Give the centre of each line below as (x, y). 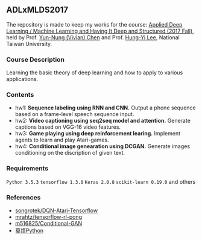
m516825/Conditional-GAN (49, 223)
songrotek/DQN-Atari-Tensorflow (56, 210)
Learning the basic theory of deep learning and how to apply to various (95, 73)
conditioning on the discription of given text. (70, 153)
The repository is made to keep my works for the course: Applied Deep (94, 24)
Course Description (36, 59)
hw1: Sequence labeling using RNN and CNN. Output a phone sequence (105, 108)
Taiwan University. (29, 44)
